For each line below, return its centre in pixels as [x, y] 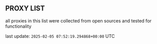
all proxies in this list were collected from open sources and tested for [78, 20]
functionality [18, 26]
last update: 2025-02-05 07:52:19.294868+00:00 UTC [60, 36]
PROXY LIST [25, 8]
